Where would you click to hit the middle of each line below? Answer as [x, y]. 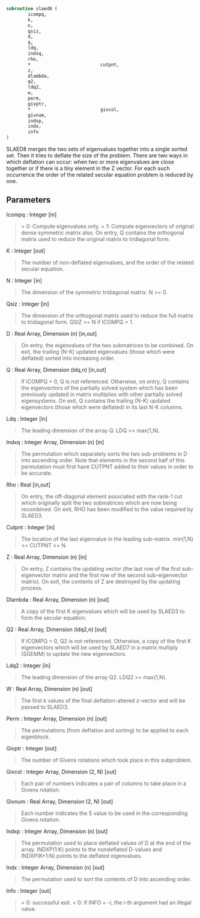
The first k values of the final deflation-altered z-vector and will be [103, 700]
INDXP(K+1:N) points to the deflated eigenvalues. [81, 855]
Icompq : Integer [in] [32, 215]
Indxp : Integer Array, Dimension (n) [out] [57, 831]
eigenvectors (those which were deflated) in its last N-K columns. [102, 407]
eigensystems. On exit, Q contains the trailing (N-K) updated [96, 400]
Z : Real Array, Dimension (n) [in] [47, 557]
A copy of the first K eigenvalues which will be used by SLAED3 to [103, 611]
